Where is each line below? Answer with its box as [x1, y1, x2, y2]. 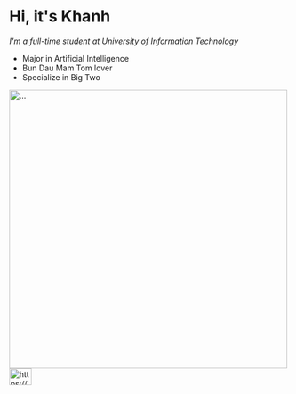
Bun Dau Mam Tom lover [21, 62, 113, 73]
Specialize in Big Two [21, 71, 100, 82]
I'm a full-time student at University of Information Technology [9, 36, 239, 46]
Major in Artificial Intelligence [21, 53, 130, 63]
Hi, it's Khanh [9, 6, 111, 27]
